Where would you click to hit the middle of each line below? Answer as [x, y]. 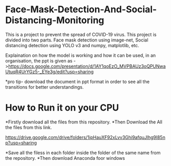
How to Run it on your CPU [62, 108]
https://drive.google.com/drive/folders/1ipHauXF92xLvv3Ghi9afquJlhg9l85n [86, 137]
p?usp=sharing [21, 142]
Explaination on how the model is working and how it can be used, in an [81, 55]
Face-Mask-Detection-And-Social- [81, 9]
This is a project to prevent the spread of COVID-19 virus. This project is [81, 34]
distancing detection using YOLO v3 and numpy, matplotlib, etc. [72, 45]
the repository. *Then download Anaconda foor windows [65, 158]
